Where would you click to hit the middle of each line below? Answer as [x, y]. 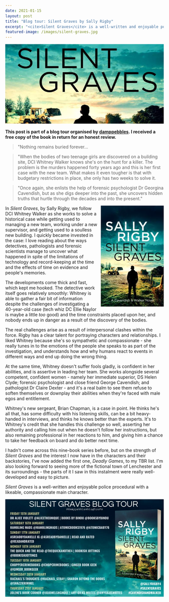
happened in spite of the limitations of [45, 257]
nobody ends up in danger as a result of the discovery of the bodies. [76, 320]
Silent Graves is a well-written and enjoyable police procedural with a [77, 487]
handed [13, 419]
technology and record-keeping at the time [50, 262]
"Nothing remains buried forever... [53, 147]
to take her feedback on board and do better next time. [62, 441]
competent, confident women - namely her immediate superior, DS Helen [81, 377]
